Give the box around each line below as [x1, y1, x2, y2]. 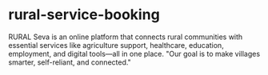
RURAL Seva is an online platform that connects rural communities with [8, 32, 243, 41]
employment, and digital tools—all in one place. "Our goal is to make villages [8, 49, 261, 58]
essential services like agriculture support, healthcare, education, [8, 40, 224, 49]
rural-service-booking [8, 6, 160, 24]
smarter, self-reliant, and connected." [8, 57, 132, 67]
